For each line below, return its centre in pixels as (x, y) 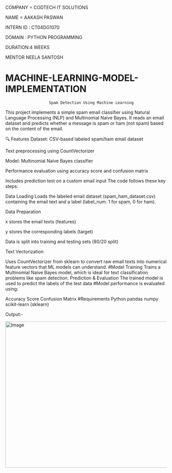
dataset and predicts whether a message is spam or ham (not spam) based (84, 123)
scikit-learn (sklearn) (27, 304)
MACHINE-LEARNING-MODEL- (72, 78)
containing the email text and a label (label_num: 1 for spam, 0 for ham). (81, 202)
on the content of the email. (35, 129)
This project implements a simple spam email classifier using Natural (78, 112)
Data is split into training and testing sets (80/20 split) (62, 241)
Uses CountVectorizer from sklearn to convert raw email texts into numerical (86, 261)
